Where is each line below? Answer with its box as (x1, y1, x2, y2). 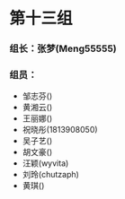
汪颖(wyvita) (22, 158, 69, 169)
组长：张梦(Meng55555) (9, 42, 117, 55)
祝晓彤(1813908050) (22, 125, 98, 135)
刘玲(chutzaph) (22, 169, 79, 180)
